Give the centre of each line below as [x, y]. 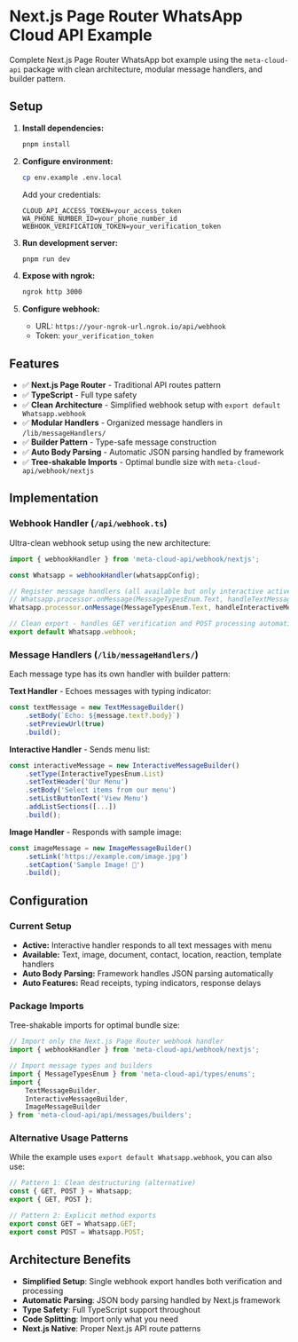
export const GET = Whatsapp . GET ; [73, 1224]
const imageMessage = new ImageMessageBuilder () [101, 848]
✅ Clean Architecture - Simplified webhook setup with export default [151, 405]
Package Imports [47, 1006]
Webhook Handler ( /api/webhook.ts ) [88, 524]
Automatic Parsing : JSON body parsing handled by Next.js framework [151, 1300]
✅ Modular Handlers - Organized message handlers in [122, 422]
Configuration [49, 900]
